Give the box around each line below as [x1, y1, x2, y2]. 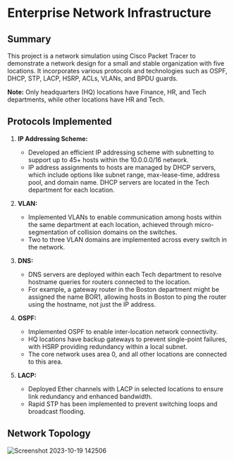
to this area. [27, 357, 63, 366]
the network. [27, 242, 66, 251]
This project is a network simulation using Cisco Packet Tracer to [7, 51, 196, 60]
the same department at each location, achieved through [27, 220, 194, 228]
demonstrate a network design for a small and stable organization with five [7, 59, 225, 68]
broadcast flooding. [27, 407, 86, 415]
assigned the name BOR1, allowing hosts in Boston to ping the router [27, 293, 227, 301]
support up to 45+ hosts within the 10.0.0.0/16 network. [27, 155, 189, 164]
